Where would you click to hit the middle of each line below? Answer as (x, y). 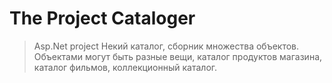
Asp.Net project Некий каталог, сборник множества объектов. (166, 46)
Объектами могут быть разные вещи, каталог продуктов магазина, (178, 56)
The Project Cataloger (102, 18)
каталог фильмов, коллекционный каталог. (125, 67)
